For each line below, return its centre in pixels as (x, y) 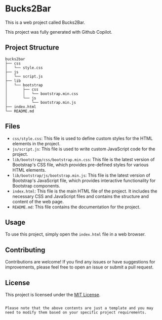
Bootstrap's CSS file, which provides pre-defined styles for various (81, 165)
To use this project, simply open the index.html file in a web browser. (75, 234)
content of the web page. (38, 201)
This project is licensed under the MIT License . (53, 295)
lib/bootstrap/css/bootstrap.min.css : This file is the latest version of (83, 159)
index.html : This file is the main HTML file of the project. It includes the (85, 191)
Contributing (25, 250)
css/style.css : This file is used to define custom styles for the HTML (82, 138)
